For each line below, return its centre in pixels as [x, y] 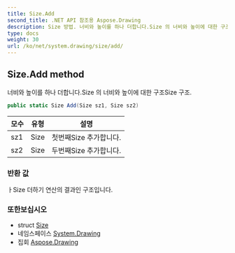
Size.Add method [46, 74]
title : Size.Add [31, 14]
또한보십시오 [27, 209]
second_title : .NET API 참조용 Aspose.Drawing [74, 20]
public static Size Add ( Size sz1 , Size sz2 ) [73, 106]
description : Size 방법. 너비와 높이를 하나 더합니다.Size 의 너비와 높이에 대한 [113, 27]
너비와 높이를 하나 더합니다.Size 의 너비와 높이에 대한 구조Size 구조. [100, 92]
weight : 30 [23, 40]
